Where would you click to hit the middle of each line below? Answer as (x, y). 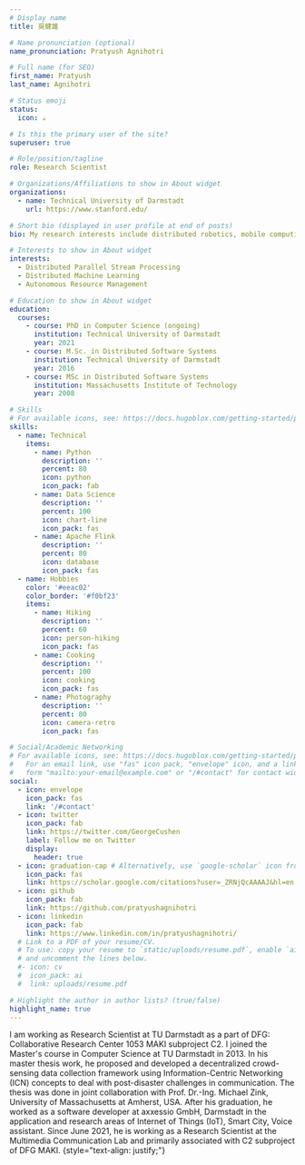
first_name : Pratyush (50, 76)
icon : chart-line (74, 520)
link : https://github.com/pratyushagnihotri (111, 908)
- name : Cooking (64, 655)
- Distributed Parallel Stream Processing (99, 268)
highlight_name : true (50, 1009)
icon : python (67, 478)
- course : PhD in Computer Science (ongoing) (113, 326)
